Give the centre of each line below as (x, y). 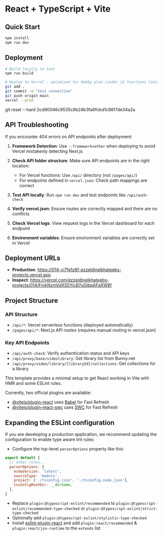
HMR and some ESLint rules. (33, 383)
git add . (15, 87)
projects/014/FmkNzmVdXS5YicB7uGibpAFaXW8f (62, 285)
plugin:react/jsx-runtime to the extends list (56, 528)
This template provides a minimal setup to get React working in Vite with (77, 378)
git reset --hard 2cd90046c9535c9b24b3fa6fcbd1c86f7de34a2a (70, 109)
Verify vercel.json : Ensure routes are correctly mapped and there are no (85, 208)
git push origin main (27, 96)
